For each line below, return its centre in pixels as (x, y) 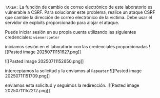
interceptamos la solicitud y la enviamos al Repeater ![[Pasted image (73, 71)
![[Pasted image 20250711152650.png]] (44, 61)
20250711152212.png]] (28, 90)
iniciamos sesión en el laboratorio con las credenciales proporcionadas (76, 47)
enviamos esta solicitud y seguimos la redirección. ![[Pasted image (72, 85)
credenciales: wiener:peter (32, 37)
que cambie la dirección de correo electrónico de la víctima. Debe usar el (79, 17)
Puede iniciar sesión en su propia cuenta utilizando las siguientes (71, 32)
